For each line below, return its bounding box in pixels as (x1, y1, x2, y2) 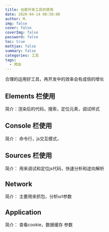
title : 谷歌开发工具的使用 (5, 7, 54, 12)
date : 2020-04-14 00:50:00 (5, 12, 60, 17)
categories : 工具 (5, 53, 39, 58)
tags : (5, 58, 16, 62)
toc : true (5, 39, 26, 44)
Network (5, 180, 33, 188)
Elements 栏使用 (5, 92, 55, 100)
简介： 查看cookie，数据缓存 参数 (5, 222, 73, 228)
